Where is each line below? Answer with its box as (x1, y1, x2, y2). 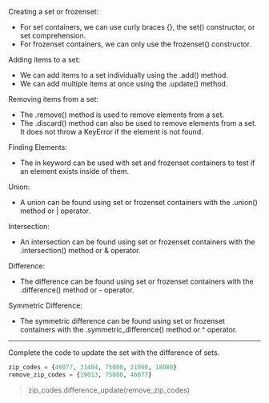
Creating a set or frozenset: (8, 7, 99, 16)
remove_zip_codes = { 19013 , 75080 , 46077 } (8, 370, 152, 379)
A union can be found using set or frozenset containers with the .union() (19, 198, 259, 207)
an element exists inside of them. (19, 167, 130, 175)
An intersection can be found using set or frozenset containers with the (19, 237, 255, 247)
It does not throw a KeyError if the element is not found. (19, 127, 203, 136)
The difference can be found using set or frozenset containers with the (19, 276, 254, 286)
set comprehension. (19, 31, 86, 40)
